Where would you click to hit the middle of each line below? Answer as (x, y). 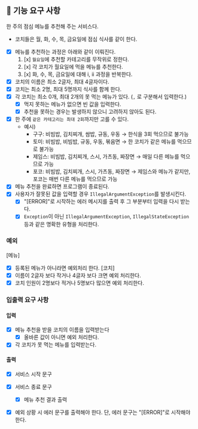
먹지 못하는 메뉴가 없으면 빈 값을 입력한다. (72, 104)
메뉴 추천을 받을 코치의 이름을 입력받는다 (62, 330)
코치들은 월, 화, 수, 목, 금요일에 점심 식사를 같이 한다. (76, 39)
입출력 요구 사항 (28, 300)
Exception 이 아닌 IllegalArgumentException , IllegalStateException (106, 217)
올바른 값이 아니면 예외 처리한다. (61, 337)
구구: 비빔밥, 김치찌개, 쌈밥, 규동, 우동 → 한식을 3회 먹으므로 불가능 (111, 134)
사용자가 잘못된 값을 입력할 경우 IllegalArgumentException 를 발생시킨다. (100, 194)
